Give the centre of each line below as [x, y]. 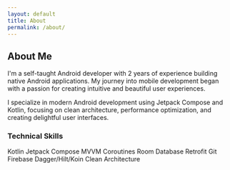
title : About [27, 21]
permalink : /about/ [36, 27]
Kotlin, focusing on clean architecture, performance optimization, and [110, 110]
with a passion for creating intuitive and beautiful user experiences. [106, 89]
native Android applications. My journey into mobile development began [113, 81]
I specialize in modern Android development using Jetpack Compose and [115, 102]
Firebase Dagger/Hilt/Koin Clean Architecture [74, 159]
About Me [30, 56]
